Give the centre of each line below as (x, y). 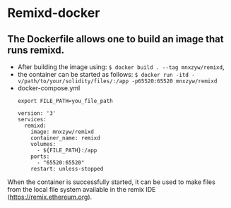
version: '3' (37, 114)
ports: (40, 157)
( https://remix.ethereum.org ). (50, 197)
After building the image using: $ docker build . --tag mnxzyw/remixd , (121, 67)
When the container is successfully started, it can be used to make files (111, 182)
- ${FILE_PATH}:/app (67, 150)
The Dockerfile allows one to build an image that (115, 39)
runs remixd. (36, 50)
